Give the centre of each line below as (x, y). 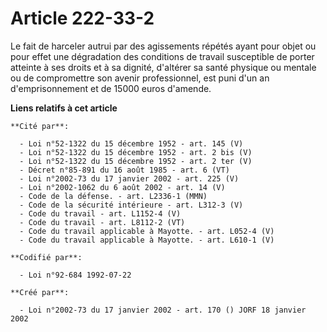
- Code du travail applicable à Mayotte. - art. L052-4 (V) (147, 231)
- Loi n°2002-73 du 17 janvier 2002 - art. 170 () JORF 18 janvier (163, 310)
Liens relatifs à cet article (64, 108)
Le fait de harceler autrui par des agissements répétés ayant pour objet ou (163, 46)
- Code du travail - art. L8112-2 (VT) (102, 222)
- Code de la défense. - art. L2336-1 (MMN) (113, 196)
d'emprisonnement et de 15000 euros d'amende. (111, 88)
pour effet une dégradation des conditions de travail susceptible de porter (162, 56)
